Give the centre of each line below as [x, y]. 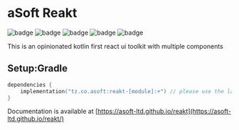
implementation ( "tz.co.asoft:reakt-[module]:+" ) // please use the [122, 91]
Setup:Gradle [37, 69]
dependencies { [30, 85]
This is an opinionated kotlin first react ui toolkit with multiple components [116, 46]
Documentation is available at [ [53, 112]
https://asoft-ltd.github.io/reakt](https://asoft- [164, 112]
